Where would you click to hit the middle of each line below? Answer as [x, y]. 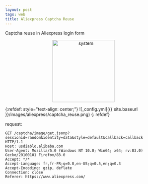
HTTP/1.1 [14, 142]
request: [14, 124]
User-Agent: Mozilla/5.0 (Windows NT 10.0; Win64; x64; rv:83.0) [74, 151]
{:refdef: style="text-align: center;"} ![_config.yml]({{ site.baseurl [72, 109]
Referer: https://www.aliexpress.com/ [45, 177]
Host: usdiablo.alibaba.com [34, 146]
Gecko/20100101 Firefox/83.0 [35, 155]
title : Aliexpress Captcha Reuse [40, 19]
